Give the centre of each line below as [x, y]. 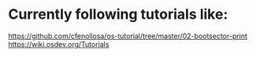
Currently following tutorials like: [118, 14]
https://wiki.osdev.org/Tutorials [59, 44]
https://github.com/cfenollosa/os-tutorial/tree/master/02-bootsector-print [128, 36]
